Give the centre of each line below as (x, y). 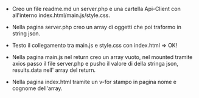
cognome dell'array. (37, 88)
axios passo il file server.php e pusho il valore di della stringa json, (95, 64)
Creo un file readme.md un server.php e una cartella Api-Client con (96, 9)
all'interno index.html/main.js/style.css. (61, 15)
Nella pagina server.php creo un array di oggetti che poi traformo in (96, 27)
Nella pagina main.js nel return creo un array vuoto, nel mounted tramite (102, 57)
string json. (26, 33)
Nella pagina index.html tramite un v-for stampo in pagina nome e (94, 82)
